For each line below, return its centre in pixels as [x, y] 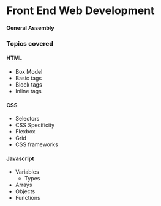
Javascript [21, 158]
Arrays [24, 185]
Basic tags [28, 78]
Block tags [28, 84]
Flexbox [25, 132]
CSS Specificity [35, 125]
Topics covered [30, 43]
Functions [28, 198]
